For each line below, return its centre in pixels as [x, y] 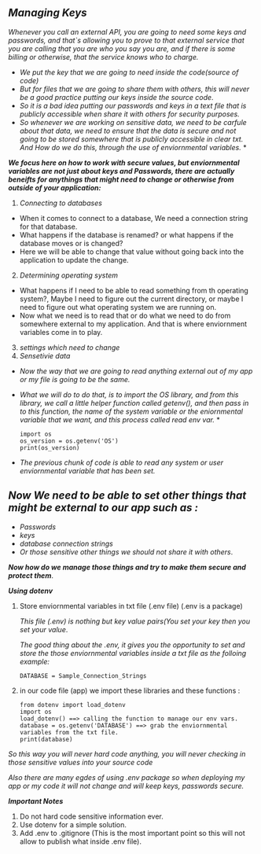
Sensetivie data [45, 355]
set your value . [44, 629]
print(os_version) [50, 447]
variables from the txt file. [69, 732]
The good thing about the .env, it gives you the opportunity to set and [132, 645]
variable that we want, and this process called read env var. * [119, 419]
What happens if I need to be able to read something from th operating [134, 290]
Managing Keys [48, 13]
